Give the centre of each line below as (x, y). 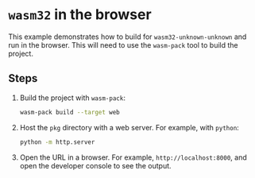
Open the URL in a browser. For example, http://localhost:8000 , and (133, 157)
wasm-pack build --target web (70, 112)
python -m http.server (57, 142)
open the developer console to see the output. (96, 165)
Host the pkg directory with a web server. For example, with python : (129, 127)
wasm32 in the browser (80, 15)
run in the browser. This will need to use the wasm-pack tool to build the (123, 44)
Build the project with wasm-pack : (72, 98)
